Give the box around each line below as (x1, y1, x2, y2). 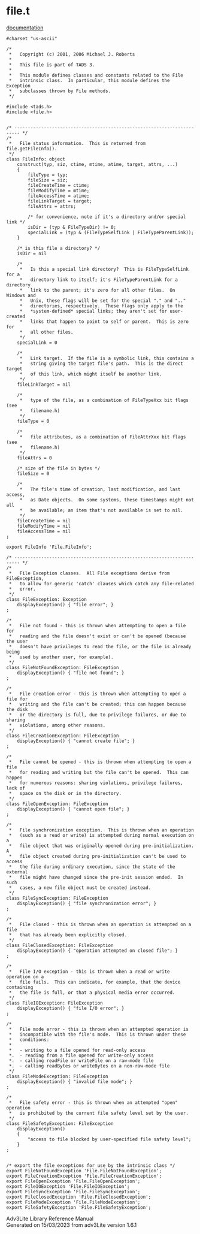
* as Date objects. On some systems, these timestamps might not (19, 497, 195, 503)
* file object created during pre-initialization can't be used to (8, 853, 186, 859)
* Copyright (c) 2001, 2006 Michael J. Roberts (8, 51, 135, 58)
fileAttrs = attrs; (28, 203, 77, 209)
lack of (6, 785, 26, 791)
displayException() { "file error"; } (17, 601, 114, 607)
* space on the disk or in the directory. (8, 790, 122, 796)
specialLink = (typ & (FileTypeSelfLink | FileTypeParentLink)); (28, 229, 195, 235)
